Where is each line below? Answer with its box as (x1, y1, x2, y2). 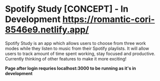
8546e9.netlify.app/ (5, 24, 89, 35)
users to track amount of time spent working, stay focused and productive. (5, 50, 156, 57)
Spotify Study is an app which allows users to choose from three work (5, 40, 146, 46)
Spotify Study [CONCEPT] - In (5, 3, 129, 15)
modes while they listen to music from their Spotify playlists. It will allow (5, 45, 150, 51)
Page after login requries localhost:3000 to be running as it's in (5, 65, 137, 71)
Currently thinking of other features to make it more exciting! (5, 56, 127, 61)
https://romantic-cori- (62, 14, 155, 25)
